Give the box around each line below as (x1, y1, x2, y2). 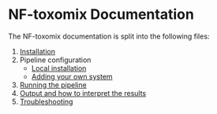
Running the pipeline (19, 80, 87, 90)
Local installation (31, 63, 87, 72)
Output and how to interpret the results (19, 88, 147, 97)
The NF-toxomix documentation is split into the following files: (8, 31, 210, 41)
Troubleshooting (19, 97, 73, 106)
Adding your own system (31, 72, 113, 81)
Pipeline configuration (19, 55, 92, 64)
